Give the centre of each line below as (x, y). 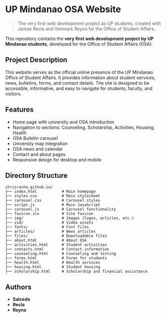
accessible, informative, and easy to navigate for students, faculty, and (79, 88)
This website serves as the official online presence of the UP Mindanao (79, 72)
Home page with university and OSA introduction (63, 122)
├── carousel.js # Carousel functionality (61, 209)
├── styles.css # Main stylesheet (53, 196)
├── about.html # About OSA (46, 240)
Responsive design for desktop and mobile (57, 160)
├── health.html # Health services (53, 263)
